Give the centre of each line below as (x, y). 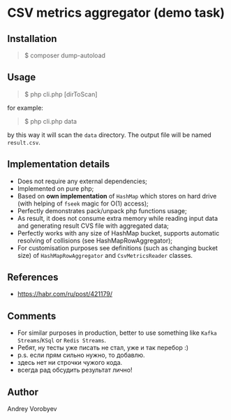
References (33, 277)
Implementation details (59, 165)
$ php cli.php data (51, 121)
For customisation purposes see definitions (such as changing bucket (118, 248)
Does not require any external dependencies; (82, 181)
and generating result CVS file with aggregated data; (93, 226)
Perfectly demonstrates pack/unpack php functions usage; (102, 210)
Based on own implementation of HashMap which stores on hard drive (117, 196)
